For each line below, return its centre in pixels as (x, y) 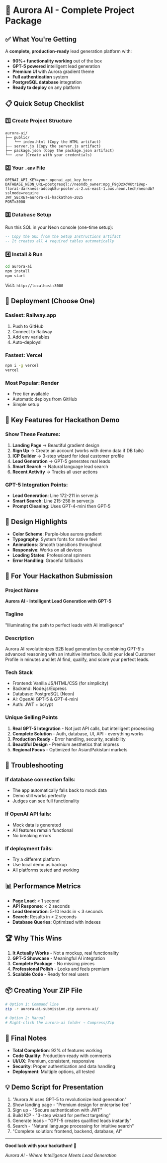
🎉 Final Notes (26, 1038)
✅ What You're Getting (41, 39)
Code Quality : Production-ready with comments (62, 1056)
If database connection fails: (41, 779)
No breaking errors (32, 835)
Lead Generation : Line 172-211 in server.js (55, 495)
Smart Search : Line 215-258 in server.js (53, 501)
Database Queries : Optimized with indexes (56, 922)
